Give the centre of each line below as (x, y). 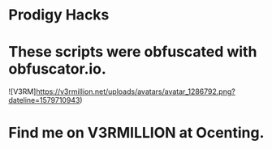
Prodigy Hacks (59, 15)
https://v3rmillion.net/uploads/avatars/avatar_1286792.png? (136, 92)
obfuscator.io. (58, 69)
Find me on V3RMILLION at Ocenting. (136, 133)
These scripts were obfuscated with (133, 52)
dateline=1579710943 (44, 100)
